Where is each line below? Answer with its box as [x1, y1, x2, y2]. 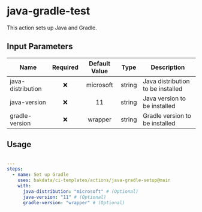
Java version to [142, 94, 186, 103]
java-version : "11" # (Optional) [22, 194, 107, 200]
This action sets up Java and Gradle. [7, 24, 98, 31]
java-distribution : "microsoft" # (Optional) [22, 188, 138, 195]
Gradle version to [142, 111, 191, 120]
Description [150, 63, 185, 71]
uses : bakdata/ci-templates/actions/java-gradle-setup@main [17, 177, 171, 184]
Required [52, 63, 79, 71]
